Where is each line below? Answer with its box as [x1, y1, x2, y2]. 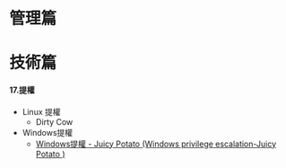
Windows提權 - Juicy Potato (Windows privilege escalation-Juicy [35, 138, 277, 149]
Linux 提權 [22, 106, 61, 117]
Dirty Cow [35, 116, 74, 127]
